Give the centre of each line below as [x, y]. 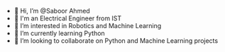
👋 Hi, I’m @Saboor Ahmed [52, 11]
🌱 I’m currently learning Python [59, 33]
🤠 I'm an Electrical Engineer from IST [68, 18]
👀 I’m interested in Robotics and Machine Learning [88, 26]
